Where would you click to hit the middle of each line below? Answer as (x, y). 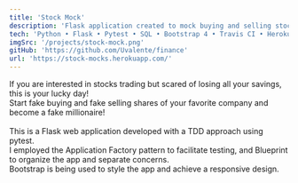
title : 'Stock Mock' (47, 17)
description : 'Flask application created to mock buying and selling (141, 26)
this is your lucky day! (49, 93)
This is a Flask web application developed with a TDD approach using (136, 131)
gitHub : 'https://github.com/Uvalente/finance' (99, 51)
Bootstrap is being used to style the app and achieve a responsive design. (144, 169)
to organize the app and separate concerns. (90, 159)
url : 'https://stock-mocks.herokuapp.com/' (91, 59)
